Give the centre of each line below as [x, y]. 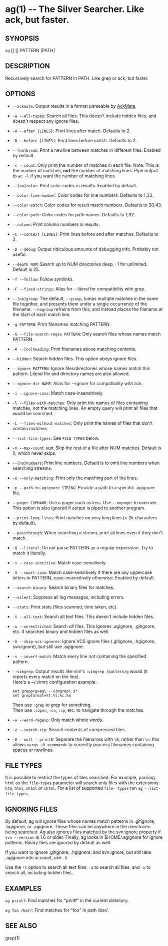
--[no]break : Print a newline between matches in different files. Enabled [86, 150]
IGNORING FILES [31, 809]
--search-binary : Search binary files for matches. [63, 587]
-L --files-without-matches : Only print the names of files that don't [82, 423]
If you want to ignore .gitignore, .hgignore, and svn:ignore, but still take [78, 852]
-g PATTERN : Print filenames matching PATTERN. [61, 324]
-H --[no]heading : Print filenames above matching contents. [74, 349]
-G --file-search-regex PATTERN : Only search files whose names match [86, 334]
